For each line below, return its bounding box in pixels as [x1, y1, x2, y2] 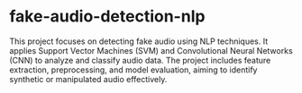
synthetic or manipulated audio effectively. [9, 73, 168, 84]
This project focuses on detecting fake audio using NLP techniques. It [9, 36, 269, 46]
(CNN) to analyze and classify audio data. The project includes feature [9, 55, 271, 65]
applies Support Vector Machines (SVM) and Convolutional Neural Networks [9, 45, 293, 55]
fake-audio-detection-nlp [9, 6, 206, 27]
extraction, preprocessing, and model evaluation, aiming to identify [9, 64, 258, 75]
